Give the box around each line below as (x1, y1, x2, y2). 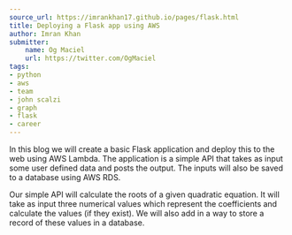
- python (9, 71, 42, 80)
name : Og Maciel (25, 46, 86, 55)
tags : (9, 63, 29, 72)
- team (9, 87, 34, 95)
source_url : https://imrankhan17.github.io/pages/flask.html (9, 12, 240, 22)
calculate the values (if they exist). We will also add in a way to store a (9, 208, 265, 218)
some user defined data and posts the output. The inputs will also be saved (9, 163, 283, 173)
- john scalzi (9, 95, 62, 104)
